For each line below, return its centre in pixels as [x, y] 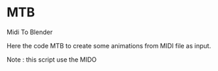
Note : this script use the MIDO [52, 59]
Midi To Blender [30, 32]
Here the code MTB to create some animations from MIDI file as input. [109, 45]
